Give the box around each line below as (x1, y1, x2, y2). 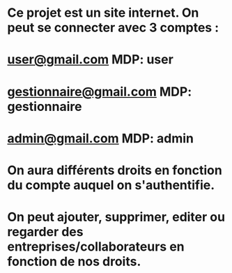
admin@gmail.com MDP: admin (7, 131, 194, 146)
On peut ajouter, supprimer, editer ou (7, 209, 225, 225)
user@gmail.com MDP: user (7, 52, 174, 68)
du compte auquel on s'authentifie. (7, 177, 215, 193)
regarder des (7, 224, 84, 240)
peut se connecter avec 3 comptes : (7, 20, 219, 36)
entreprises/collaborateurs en (7, 239, 185, 255)
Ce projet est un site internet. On (7, 5, 199, 21)
